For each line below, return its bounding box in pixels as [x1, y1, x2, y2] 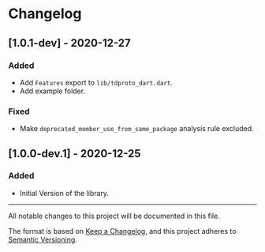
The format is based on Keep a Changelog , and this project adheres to [8, 226, 237, 235]
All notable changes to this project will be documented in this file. [8, 211, 221, 220]
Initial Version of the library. [19, 188, 109, 197]
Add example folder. [19, 86, 85, 96]
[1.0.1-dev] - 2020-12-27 [8, 36, 132, 50]
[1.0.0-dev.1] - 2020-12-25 [8, 147, 141, 160]
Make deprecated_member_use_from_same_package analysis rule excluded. [19, 124, 254, 134]
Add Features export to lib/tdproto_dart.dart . [19, 77, 174, 87]
